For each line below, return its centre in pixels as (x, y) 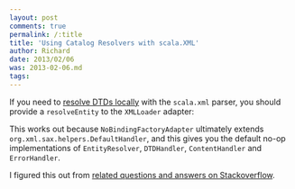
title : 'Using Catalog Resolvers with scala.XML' (105, 43)
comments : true (38, 26)
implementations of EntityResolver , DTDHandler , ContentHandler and (136, 148)
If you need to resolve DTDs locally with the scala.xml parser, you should (145, 102)
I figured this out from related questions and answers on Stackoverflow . (142, 175)
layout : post (34, 18)
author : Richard (40, 51)
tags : (19, 76)
